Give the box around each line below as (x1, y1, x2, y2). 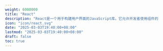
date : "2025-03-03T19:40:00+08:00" (5, 25, 77, 30)
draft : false (5, 34, 32, 39)
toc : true (5, 39, 25, 44)
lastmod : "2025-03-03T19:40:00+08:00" (5, 30, 83, 34)
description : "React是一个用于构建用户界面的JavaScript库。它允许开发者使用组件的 (5, 16, 159, 21)
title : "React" (5, 12, 36, 17)
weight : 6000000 (5, 7, 38, 12)
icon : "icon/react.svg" (5, 20, 53, 26)
